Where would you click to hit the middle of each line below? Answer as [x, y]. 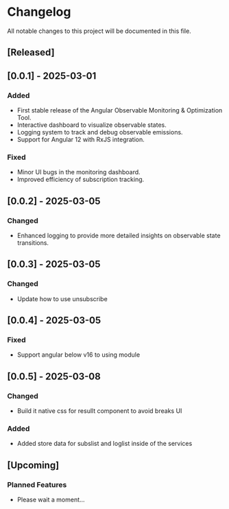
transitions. [33, 243]
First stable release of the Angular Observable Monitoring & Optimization [120, 110]
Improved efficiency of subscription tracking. [81, 180]
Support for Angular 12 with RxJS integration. [81, 140]
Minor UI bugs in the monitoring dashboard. [79, 172]
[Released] [31, 52]
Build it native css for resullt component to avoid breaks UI [99, 411]
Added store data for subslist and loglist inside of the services [105, 444]
